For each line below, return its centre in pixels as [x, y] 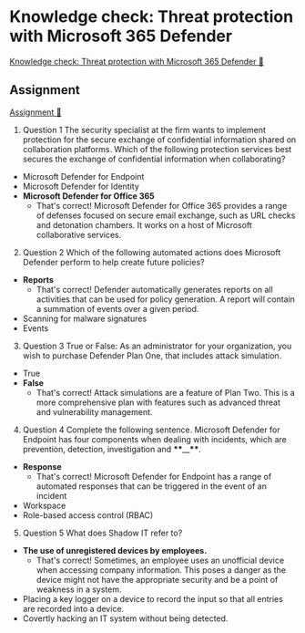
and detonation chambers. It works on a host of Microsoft [144, 224]
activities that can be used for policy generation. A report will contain [166, 299]
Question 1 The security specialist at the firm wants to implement [144, 130]
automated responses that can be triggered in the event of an [151, 486]
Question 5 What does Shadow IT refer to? [102, 533]
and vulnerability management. [94, 411]
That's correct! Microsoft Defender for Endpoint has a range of [154, 476]
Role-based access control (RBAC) [88, 515]
